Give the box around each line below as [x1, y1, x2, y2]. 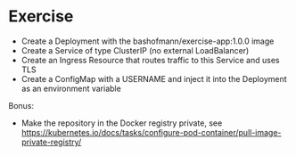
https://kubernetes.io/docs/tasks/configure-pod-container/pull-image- [21, 127, 282, 137]
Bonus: [8, 100, 35, 111]
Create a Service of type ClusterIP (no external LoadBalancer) [21, 45, 250, 55]
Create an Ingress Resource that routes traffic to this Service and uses [21, 54, 280, 65]
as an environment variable [21, 83, 121, 94]
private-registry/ [21, 136, 82, 147]
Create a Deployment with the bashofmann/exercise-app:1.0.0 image [21, 36, 275, 46]
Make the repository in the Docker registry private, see [21, 118, 223, 128]
